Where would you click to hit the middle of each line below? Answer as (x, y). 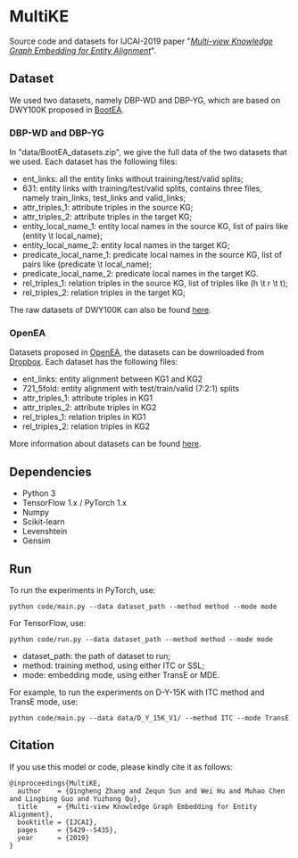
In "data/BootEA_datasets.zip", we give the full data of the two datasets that (148, 153)
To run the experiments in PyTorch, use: (83, 590)
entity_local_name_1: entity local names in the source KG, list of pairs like (155, 227)
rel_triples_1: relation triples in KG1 (84, 417)
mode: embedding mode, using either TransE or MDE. (121, 674)
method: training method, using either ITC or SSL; (113, 665)
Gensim (36, 540)
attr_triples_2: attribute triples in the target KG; (107, 217)
